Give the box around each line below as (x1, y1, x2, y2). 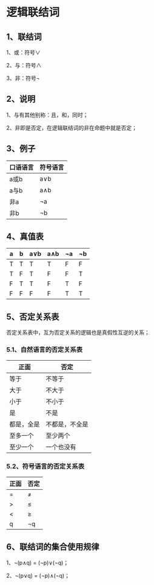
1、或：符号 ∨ (6, 49, 41, 56)
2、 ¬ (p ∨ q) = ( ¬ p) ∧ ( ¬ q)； (6, 572, 70, 579)
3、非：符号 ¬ (6, 75, 40, 82)
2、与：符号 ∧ (6, 62, 42, 69)
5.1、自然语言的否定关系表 (6, 346, 83, 354)
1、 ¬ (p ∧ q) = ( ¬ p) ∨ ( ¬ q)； (6, 559, 69, 566)
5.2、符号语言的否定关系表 (6, 462, 85, 470)
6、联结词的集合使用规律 (6, 542, 99, 552)
